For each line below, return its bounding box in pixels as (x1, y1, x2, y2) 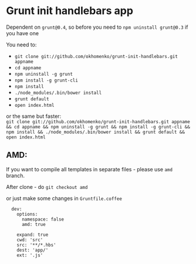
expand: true (16, 232, 49, 238)
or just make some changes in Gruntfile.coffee (6, 195, 122, 202)
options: (16, 211, 38, 217)
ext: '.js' (16, 252, 43, 258)
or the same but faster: (6, 113, 62, 120)
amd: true (21, 221, 46, 227)
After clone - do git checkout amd (6, 183, 88, 190)
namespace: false (21, 216, 65, 222)
